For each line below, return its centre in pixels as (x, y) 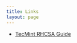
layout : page (23, 17)
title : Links (23, 11)
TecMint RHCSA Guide (43, 34)
